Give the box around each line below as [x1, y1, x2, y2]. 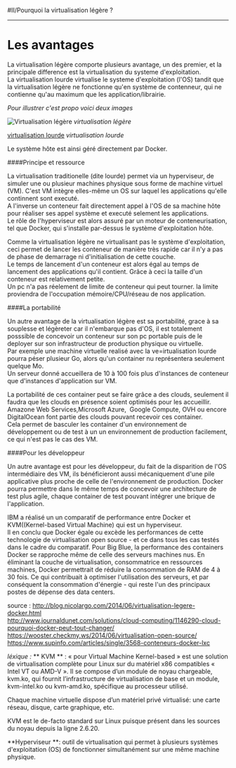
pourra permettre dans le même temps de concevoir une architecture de [7, 484, 217, 493]
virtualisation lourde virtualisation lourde [7, 131, 124, 139]
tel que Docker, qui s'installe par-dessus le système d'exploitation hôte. [7, 224, 214, 232]
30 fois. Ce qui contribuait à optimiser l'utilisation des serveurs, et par [7, 572, 209, 581]
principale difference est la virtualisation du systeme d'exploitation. [7, 67, 202, 76]
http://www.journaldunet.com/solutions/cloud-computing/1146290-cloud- [7, 616, 221, 624]
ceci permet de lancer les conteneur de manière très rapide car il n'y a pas [7, 245, 223, 253]
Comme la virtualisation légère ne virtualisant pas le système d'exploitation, [7, 237, 226, 246]
